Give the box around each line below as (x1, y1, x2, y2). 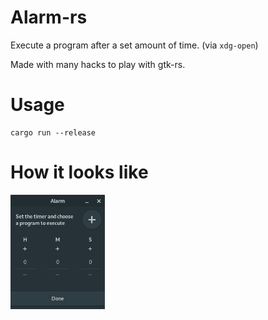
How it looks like (10, 161, 149, 184)
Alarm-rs (10, 6, 88, 29)
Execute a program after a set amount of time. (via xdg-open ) (10, 39, 259, 51)
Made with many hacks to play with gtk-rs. (10, 58, 186, 70)
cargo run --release (10, 127, 97, 138)
